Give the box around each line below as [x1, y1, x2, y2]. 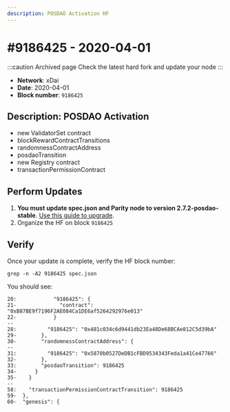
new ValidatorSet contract [17, 129, 92, 137]
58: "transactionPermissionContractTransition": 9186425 [7, 386, 184, 393]
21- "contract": [7, 302, 94, 308]
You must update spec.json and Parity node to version [17, 204, 176, 213]
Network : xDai [17, 76, 59, 84]
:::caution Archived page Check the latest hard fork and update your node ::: [7, 63, 224, 71]
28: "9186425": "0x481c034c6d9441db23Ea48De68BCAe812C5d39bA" [7, 326, 217, 333]
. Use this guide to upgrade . [35, 211, 115, 219]
